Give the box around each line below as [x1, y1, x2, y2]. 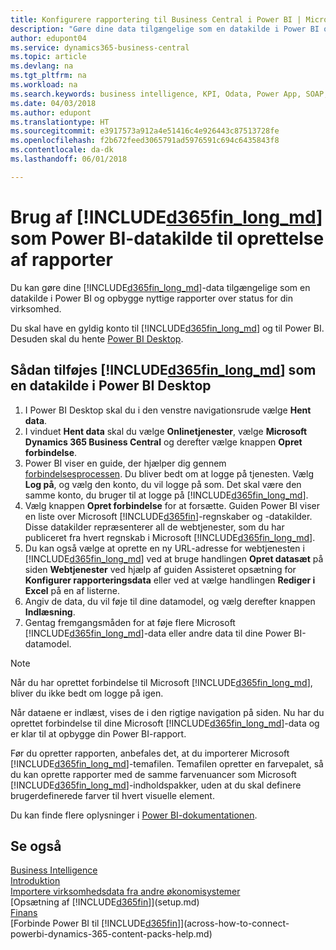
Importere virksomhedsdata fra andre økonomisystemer [10, 886, 241, 898]
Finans [10, 907, 38, 919]
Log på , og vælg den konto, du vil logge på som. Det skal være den [24, 478, 302, 490]
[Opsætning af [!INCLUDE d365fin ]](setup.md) [10, 896, 200, 908]
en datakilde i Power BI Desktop [10, 377, 212, 395]
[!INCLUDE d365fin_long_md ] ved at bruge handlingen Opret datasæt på [24, 552, 324, 565]
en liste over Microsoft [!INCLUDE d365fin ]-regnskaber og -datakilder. [24, 510, 313, 522]
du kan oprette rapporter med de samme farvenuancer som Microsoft [10, 768, 297, 780]
